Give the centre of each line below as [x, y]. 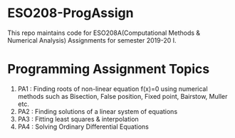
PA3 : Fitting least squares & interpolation [78, 119]
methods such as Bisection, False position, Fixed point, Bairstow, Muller [122, 96]
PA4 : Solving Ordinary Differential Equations [83, 127]
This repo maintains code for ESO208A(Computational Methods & [104, 33]
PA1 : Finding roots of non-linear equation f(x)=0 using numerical [113, 89]
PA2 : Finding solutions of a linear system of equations [98, 111]
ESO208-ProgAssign [70, 13]
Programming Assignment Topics [109, 69]
